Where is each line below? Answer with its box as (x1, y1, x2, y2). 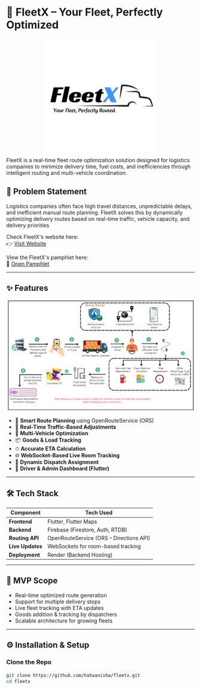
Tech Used (85, 509, 112, 517)
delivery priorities (6, 221, 50, 229)
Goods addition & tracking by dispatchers (14, 611, 118, 618)
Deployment (8, 551, 40, 559)
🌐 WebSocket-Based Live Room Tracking (14, 452, 120, 459)
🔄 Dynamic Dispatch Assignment (14, 459, 99, 466)
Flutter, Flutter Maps (47, 518, 98, 525)
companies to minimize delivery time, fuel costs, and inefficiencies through (6, 163, 191, 170)
